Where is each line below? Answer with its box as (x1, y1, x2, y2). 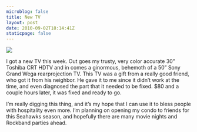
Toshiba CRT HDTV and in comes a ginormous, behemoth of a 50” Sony (6, 64, 181, 71)
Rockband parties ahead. (6, 119, 67, 127)
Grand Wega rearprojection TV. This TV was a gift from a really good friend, (6, 70, 189, 77)
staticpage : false (6, 31, 51, 37)
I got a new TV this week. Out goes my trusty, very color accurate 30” (6, 58, 175, 65)
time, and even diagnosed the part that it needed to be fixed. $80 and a (6, 83, 179, 90)
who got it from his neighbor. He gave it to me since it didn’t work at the (6, 77, 179, 84)
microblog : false (6, 8, 49, 15)
